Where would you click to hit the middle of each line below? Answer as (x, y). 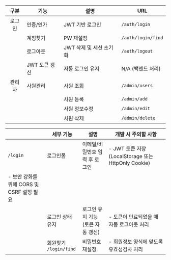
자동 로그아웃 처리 (129, 225)
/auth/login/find (142, 38)
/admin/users (137, 85)
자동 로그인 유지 (81, 69)
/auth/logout (137, 51)
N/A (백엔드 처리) (141, 69)
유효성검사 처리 (126, 249)
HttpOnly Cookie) (130, 163)
